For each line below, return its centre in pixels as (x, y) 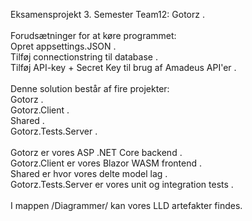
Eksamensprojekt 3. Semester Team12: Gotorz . (107, 14)
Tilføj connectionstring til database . (84, 57)
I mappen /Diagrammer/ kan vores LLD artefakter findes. (126, 205)
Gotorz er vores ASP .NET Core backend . (96, 152)
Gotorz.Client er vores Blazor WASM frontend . (106, 163)
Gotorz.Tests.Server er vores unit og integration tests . (122, 184)
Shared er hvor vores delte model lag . (89, 173)
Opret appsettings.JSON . (63, 46)
